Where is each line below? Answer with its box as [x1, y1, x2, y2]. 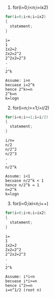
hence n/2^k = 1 [5, 183, 39, 188]
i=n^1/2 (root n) [5, 287, 42, 292]
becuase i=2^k [5, 82, 35, 87]
